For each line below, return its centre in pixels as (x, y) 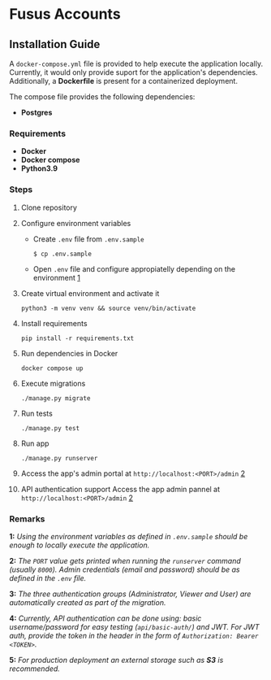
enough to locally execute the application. (80, 545)
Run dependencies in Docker (69, 353)
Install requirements (54, 323)
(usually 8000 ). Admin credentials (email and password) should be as (125, 569)
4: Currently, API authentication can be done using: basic (105, 618)
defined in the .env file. (48, 578)
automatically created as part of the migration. (88, 602)
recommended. (34, 669)
